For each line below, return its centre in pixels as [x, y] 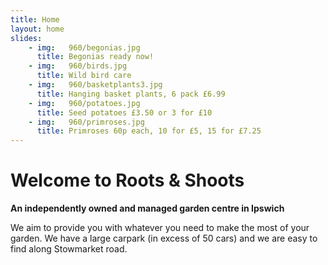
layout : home [37, 29]
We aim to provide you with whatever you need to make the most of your [160, 228]
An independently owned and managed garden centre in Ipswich [147, 208]
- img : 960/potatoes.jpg [84, 103]
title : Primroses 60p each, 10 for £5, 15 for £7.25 [149, 131]
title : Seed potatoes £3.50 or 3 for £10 [124, 112]
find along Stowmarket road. [69, 249]
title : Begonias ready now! [95, 57]
